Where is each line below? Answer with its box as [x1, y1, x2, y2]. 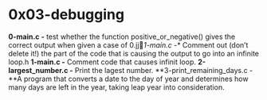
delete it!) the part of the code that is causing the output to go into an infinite [8, 48, 260, 58]
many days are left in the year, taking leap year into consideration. [8, 82, 225, 92]
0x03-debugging [8, 6, 125, 24]
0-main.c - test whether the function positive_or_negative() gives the [8, 32, 236, 41]
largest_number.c [8, 65, 69, 75]
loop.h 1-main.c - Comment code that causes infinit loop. [8, 57, 197, 67]
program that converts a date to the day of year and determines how [23, 74, 249, 83]
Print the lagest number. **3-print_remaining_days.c [74, 65, 249, 75]
